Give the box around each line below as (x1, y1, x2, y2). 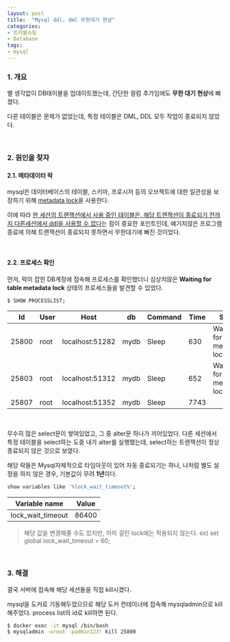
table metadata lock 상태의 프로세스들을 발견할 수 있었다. (7, 283, 164, 292)
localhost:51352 (62, 398, 116, 407)
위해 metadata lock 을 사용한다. (25, 196, 110, 204)
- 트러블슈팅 (7, 29, 38, 36)
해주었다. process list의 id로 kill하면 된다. (7, 608, 118, 617)
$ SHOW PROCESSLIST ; (7, 297, 66, 304)
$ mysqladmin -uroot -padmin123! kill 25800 (7, 628, 136, 635)
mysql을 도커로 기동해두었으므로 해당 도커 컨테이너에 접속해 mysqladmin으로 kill (7, 599, 223, 608)
